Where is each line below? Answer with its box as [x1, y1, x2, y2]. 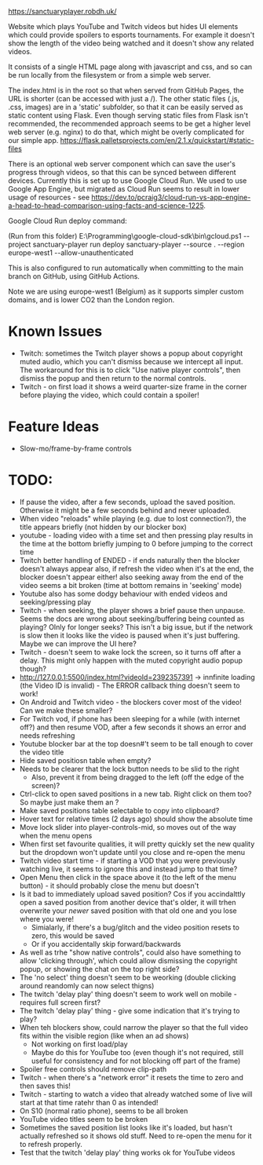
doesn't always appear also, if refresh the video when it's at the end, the [19, 564, 254, 573]
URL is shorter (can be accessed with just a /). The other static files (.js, [8, 94, 240, 103]
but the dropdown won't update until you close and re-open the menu [19, 847, 246, 856]
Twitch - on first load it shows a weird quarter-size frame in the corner [19, 382, 247, 391]
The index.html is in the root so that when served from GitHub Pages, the [8, 86, 244, 95]
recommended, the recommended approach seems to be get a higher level [8, 119, 251, 128]
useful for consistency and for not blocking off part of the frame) [31, 1056, 241, 1065]
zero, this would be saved [31, 930, 115, 940]
